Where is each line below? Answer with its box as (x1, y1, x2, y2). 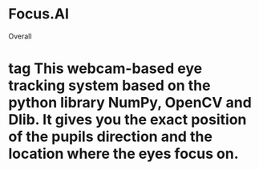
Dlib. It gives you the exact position (8, 111, 247, 129)
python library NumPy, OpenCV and (8, 94, 253, 112)
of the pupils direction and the (8, 127, 212, 146)
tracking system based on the (8, 77, 211, 95)
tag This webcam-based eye (8, 59, 203, 78)
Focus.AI (8, 5, 70, 23)
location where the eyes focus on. (8, 145, 239, 163)
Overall (8, 31, 32, 41)
